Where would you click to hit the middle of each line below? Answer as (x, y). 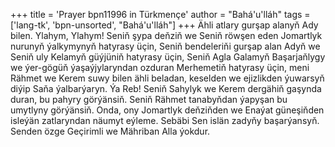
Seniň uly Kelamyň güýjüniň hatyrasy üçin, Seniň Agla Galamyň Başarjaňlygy (168, 57)
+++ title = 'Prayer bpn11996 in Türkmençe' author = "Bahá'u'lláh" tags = (160, 14)
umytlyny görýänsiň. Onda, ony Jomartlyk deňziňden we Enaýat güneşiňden (167, 110)
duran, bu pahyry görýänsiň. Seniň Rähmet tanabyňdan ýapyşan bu (149, 99)
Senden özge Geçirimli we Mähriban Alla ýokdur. (110, 131)
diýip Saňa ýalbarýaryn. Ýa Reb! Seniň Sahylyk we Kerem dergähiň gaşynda (166, 88)
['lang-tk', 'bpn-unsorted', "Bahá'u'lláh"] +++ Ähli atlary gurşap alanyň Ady (164, 25)
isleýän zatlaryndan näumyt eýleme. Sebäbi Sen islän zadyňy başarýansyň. (165, 120)
